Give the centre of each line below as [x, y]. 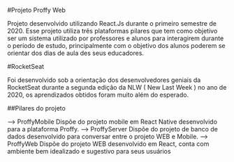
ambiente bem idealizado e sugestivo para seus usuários [89, 151]
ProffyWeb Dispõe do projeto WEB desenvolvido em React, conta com [108, 144]
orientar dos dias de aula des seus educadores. [76, 53]
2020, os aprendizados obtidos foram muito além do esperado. [98, 95]
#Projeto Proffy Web [37, 10]
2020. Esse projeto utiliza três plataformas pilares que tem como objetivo [112, 31]
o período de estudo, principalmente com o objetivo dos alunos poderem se [116, 46]
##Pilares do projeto [37, 108]
